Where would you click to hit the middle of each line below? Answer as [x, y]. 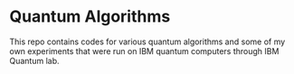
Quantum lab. [35, 60]
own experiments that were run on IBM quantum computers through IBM [144, 51]
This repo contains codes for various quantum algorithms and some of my [147, 42]
